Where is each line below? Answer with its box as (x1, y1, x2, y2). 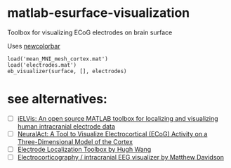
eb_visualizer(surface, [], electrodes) (7, 67, 128, 75)
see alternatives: (7, 91, 107, 107)
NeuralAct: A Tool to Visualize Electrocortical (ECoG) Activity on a (17, 129, 208, 138)
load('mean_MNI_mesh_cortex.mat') (7, 55, 109, 63)
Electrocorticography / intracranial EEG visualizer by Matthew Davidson (17, 153, 225, 162)
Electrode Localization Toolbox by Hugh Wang (17, 146, 152, 153)
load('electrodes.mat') (7, 61, 77, 68)
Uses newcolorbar (7, 41, 61, 50)
